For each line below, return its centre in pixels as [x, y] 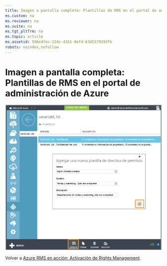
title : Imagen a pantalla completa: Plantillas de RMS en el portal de [81, 10]
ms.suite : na [19, 26]
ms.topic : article [24, 37]
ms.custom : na [20, 16]
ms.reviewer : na [22, 21]
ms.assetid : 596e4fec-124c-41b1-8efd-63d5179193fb [59, 42]
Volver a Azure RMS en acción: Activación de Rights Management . [73, 258]
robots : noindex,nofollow [32, 47]
